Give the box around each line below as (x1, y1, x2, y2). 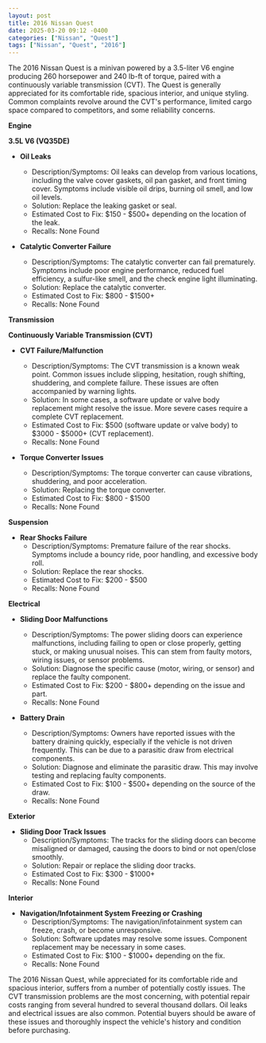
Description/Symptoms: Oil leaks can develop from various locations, (31, 167, 258, 177)
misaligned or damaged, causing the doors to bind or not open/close (31, 844, 256, 854)
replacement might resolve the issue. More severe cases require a (31, 404, 249, 413)
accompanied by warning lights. (31, 387, 137, 396)
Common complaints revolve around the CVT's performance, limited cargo (8, 97, 253, 107)
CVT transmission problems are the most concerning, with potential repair (8, 992, 250, 1002)
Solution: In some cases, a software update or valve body (31, 395, 220, 404)
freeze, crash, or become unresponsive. (31, 925, 163, 936)
